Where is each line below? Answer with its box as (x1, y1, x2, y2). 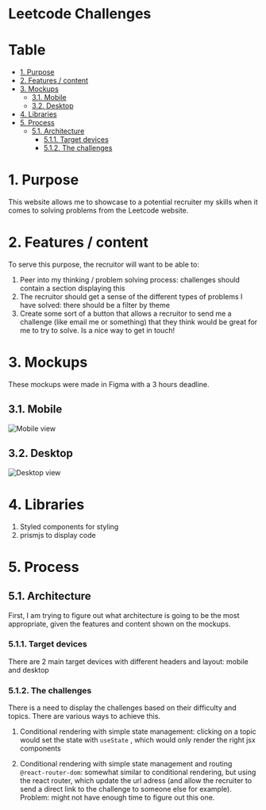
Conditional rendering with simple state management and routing (19, 759, 233, 769)
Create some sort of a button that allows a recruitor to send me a (19, 309, 232, 318)
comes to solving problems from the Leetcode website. (8, 205, 189, 215)
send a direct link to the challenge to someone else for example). (19, 785, 232, 794)
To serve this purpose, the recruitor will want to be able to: (8, 259, 200, 269)
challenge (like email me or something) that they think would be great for (19, 317, 258, 326)
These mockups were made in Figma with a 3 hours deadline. (8, 379, 210, 389)
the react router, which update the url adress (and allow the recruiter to (19, 776, 253, 785)
